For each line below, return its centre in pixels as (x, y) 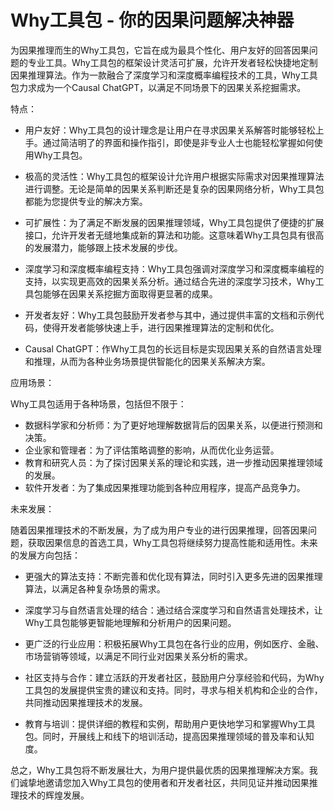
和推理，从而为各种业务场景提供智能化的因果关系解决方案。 (147, 361)
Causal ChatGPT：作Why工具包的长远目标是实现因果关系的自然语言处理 (173, 348)
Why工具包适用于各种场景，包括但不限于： (98, 403)
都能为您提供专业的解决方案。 (86, 201)
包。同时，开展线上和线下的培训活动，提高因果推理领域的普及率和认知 (169, 736)
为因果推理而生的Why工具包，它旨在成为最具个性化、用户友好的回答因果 (160, 50)
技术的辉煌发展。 (54, 795)
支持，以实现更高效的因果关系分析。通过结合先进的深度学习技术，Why (170, 281)
